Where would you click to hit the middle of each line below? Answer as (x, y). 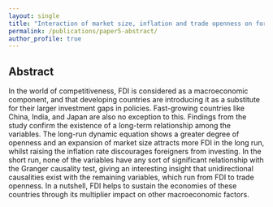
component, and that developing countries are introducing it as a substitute (134, 100)
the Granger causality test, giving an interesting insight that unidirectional (131, 169)
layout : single (34, 16)
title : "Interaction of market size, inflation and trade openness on (130, 24)
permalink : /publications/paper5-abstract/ (83, 31)
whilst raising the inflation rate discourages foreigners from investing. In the (135, 152)
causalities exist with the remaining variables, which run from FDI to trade (131, 177)
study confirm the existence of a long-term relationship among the (120, 126)
